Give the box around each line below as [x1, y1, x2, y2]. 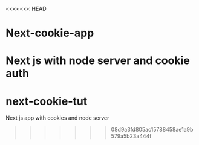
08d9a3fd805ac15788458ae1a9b [111, 126, 194, 134]
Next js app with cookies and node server [5, 114, 109, 121]
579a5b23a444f [111, 132, 152, 140]
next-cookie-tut [5, 94, 88, 108]
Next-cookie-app [5, 27, 94, 40]
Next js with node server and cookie [5, 54, 190, 68]
